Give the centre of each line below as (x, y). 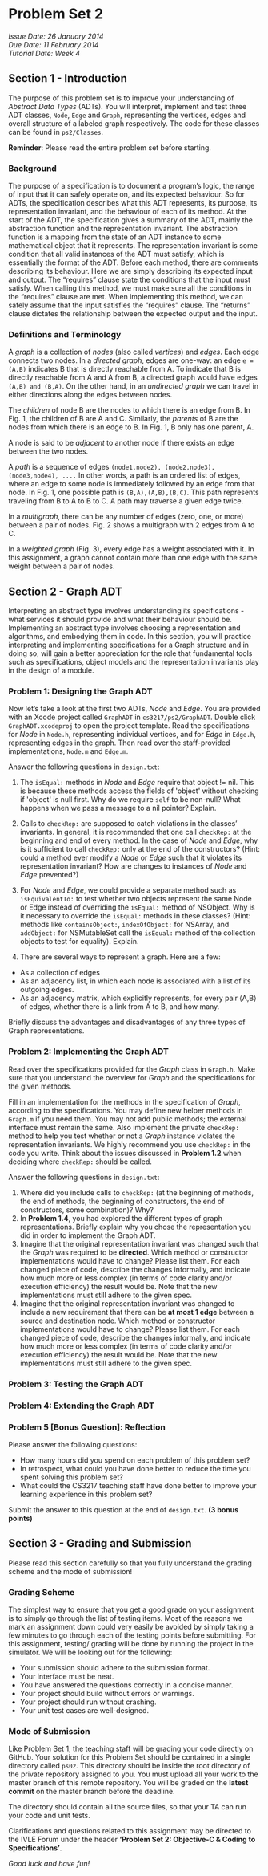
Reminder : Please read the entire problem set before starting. (110, 147)
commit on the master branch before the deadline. (92, 1792)
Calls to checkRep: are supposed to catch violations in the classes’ (128, 824)
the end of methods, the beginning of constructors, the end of (122, 1201)
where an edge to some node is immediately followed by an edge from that (132, 484)
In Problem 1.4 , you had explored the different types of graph (121, 1218)
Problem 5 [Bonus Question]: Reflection (87, 1427)
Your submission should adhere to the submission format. (115, 1668)
